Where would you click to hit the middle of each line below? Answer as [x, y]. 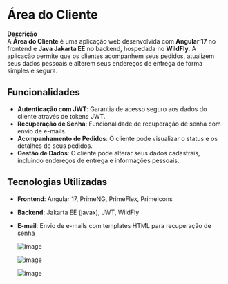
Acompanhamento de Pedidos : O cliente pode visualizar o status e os [117, 138]
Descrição [22, 34]
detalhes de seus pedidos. [55, 146]
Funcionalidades [44, 92]
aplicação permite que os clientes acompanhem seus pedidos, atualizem [111, 56]
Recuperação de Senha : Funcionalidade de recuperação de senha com [119, 124]
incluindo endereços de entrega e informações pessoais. [98, 160]
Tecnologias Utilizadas [57, 182]
